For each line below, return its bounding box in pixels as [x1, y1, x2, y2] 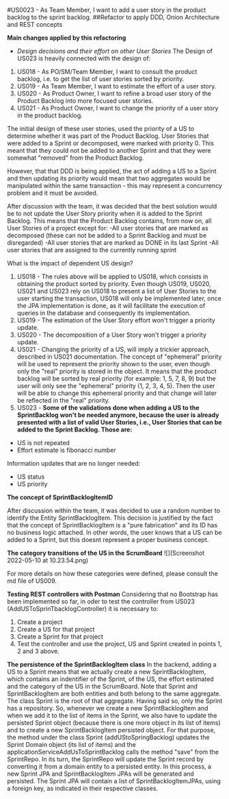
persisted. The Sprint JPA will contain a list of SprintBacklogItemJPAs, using [7, 777, 221, 785]
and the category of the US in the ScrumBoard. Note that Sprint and [7, 682, 198, 690]
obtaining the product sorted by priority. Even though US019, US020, [16, 280, 211, 287]
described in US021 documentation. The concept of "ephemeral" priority [16, 353, 222, 361]
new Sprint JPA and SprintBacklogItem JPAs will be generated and [7, 770, 195, 778]
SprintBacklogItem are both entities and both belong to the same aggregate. [7, 689, 221, 697]
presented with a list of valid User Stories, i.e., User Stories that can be [16, 418, 222, 426]
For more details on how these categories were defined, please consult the [7, 569, 219, 577]
